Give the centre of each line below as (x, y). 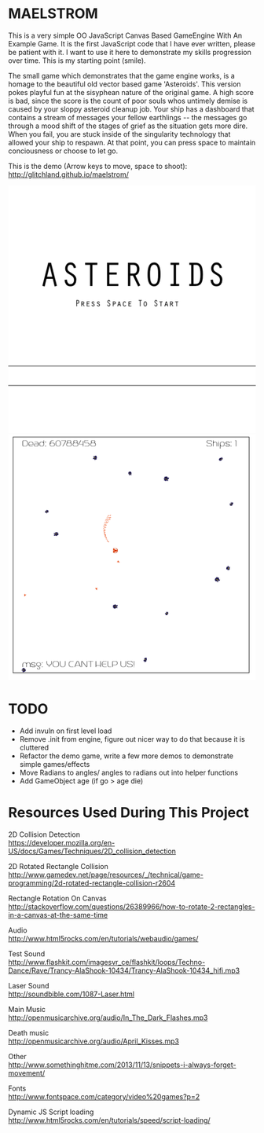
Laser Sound (29, 986)
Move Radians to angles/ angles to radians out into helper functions (128, 773)
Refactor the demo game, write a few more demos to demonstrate (126, 756)
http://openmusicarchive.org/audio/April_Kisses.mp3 (93, 1041)
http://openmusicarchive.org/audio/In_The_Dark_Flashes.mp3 (108, 1017)
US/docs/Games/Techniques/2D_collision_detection (92, 851)
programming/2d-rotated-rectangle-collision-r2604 (92, 883)
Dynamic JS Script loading (51, 1112)
